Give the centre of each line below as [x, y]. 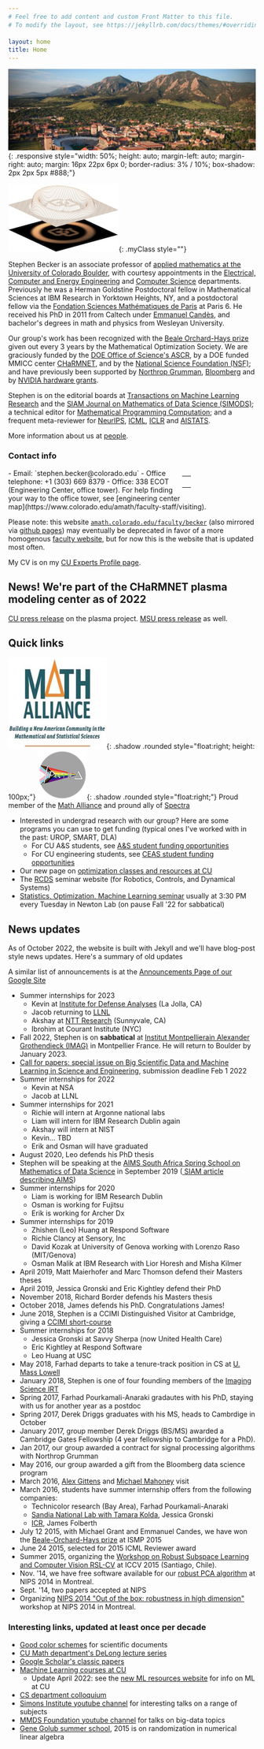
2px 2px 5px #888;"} [42, 173]
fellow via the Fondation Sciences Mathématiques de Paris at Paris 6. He [125, 306]
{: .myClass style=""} [153, 249]
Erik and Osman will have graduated [90, 1146]
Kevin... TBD [51, 1138]
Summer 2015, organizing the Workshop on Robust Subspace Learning [134, 1557]
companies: [38, 1498]
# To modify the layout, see [56, 25]
